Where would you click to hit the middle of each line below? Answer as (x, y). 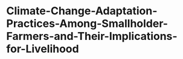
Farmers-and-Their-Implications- (92, 36)
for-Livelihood (43, 49)
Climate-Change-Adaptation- (82, 11)
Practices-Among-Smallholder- (87, 24)
